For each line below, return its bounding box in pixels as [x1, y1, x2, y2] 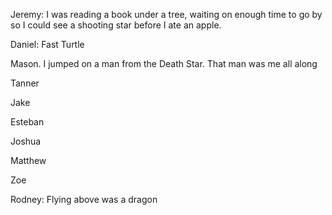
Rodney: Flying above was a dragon [10, 194, 158, 205]
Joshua [10, 135, 42, 147]
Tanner [10, 77, 40, 89]
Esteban [10, 116, 45, 128]
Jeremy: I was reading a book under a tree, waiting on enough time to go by [10, 9, 323, 20]
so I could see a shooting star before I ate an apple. [10, 19, 222, 31]
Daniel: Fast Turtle [10, 39, 85, 50]
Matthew [10, 155, 47, 166]
